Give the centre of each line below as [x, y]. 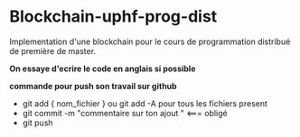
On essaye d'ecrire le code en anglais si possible [103, 68]
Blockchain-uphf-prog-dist [113, 17]
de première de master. [53, 50]
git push [37, 123]
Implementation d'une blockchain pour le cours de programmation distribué [150, 41]
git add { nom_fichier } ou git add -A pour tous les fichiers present [145, 103]
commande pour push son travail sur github [94, 86]
